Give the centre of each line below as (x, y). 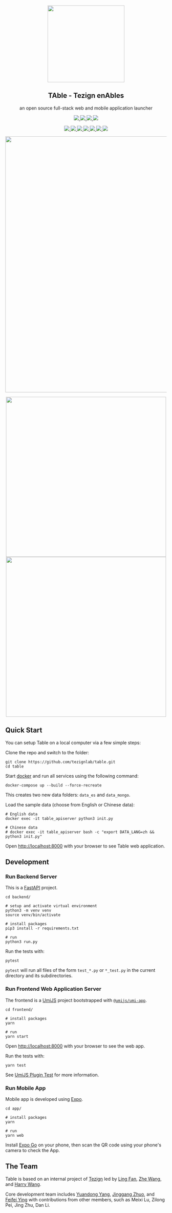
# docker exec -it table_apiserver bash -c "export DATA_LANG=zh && (80, 832)
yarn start (17, 1036)
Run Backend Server (31, 877)
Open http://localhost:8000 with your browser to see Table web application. (85, 846)
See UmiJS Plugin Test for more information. (52, 1075)
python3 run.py (21, 942)
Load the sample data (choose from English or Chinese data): (70, 804)
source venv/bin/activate (33, 915)
